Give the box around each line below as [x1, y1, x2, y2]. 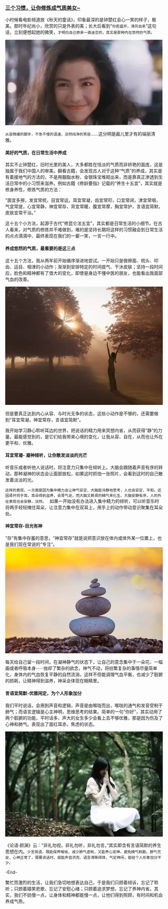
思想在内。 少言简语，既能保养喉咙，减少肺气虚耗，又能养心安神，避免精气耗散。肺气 [5, 848, 157, 854]
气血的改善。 [5, 276, 31, 282]
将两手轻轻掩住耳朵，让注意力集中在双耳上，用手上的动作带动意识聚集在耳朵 [5, 504, 163, 510]
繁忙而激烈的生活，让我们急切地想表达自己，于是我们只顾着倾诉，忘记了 [5, 879, 154, 885]
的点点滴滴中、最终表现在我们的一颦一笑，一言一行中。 [5, 233, 119, 239]
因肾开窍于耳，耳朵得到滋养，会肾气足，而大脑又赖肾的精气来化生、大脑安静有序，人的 [5, 493, 158, 498]
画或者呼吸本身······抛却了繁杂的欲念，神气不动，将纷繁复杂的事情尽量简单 [5, 665, 157, 671]
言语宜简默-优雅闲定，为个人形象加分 [5, 690, 82, 696]
